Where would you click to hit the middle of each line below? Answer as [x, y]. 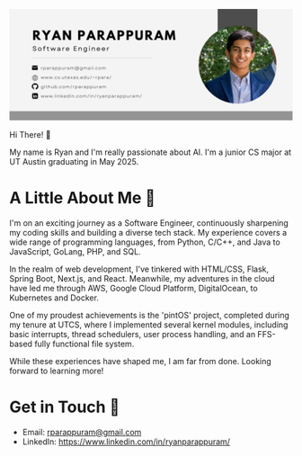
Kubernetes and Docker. [54, 298]
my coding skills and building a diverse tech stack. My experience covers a [148, 232]
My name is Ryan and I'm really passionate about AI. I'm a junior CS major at [151, 152]
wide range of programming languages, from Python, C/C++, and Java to [145, 242]
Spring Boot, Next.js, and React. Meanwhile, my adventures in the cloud [142, 278]
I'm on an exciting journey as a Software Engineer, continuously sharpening [149, 223]
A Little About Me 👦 [82, 198]
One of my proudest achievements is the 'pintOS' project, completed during [150, 315]
